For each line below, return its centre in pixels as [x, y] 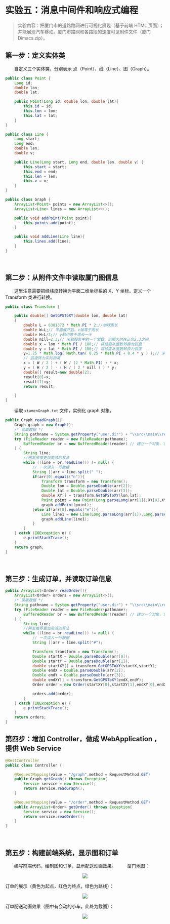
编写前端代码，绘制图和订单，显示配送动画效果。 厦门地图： [82, 866]
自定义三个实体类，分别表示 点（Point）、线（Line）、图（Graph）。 [83, 68]
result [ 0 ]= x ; [37, 377]
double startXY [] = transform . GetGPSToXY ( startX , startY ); [95, 666]
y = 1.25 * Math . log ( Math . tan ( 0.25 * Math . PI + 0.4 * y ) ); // [92, 353]
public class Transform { [32, 307]
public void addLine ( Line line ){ [50, 237]
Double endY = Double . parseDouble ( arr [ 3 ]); [79, 675]
